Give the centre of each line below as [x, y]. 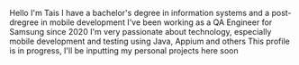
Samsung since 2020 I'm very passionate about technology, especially [140, 32]
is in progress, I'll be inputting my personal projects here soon [124, 51]
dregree [24, 22]
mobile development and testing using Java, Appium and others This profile [149, 41]
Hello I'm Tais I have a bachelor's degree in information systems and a [140, 13]
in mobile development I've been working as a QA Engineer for [156, 22]
